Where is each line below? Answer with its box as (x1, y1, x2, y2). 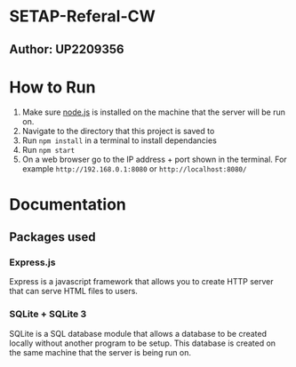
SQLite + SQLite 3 (9, 308, 87, 321)
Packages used (9, 229, 96, 245)
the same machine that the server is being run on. (9, 347, 192, 357)
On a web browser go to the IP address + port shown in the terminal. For (21, 154, 287, 164)
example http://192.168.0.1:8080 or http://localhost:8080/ (21, 163, 247, 174)
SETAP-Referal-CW (9, 6, 156, 27)
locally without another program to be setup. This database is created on (9, 338, 276, 348)
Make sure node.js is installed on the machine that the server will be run (21, 107, 286, 117)
